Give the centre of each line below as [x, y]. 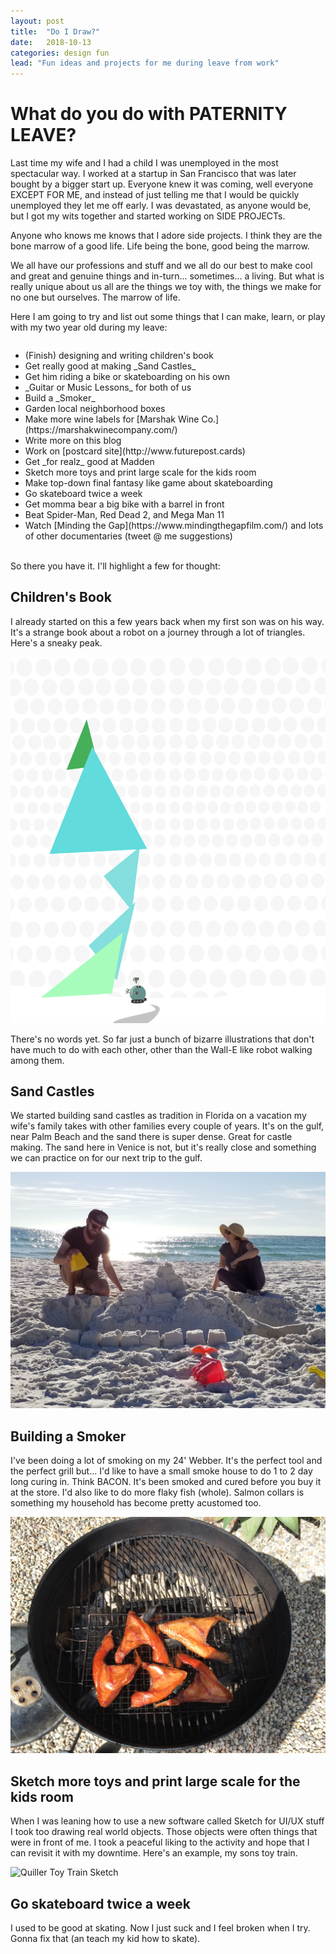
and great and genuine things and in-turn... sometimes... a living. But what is [167, 276]
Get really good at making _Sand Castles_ [110, 366]
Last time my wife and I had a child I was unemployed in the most [144, 163]
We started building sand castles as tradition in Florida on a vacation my [158, 1116]
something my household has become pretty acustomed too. [136, 1503]
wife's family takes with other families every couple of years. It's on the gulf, [167, 1126]
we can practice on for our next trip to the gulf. [106, 1158]
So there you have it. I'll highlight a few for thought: [115, 566]
